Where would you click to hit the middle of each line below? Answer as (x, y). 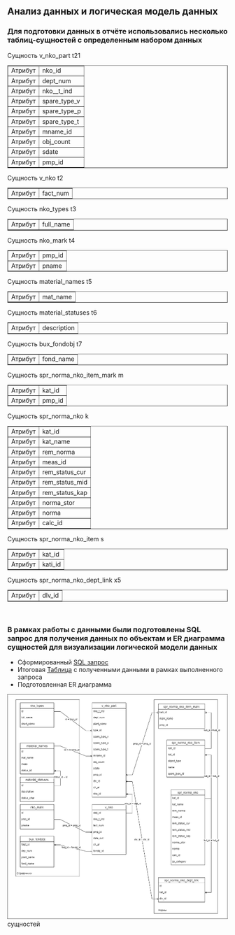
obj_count (56, 142)
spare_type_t (60, 121)
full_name (56, 224)
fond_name (58, 359)
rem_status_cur (64, 472)
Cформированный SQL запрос (63, 662)
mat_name (57, 297)
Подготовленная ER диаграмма (64, 684)
